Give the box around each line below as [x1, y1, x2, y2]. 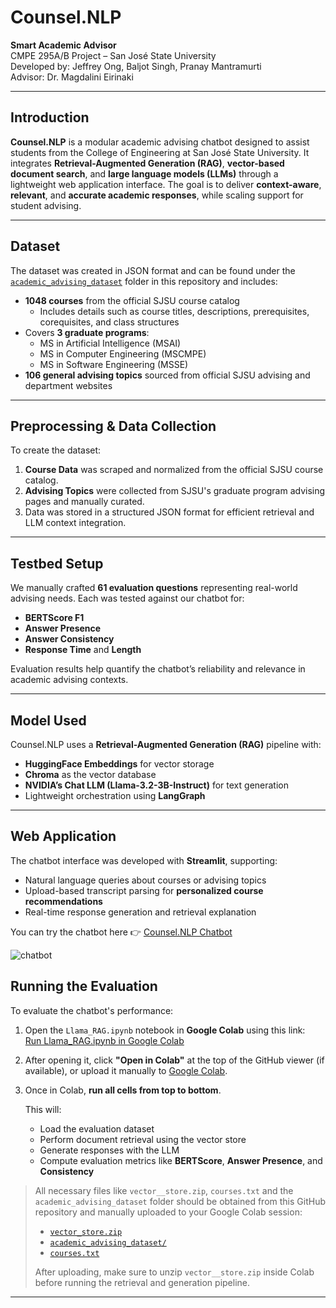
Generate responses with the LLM [39, 1144, 180, 1156]
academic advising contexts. [10, 674, 129, 686]
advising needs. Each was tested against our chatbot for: [10, 592, 245, 605]
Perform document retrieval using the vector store [39, 1133, 247, 1145]
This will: [24, 1103, 62, 1115]
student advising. [10, 199, 82, 211]
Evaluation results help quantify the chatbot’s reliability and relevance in [10, 663, 306, 675]
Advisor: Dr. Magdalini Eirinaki [10, 71, 134, 83]
